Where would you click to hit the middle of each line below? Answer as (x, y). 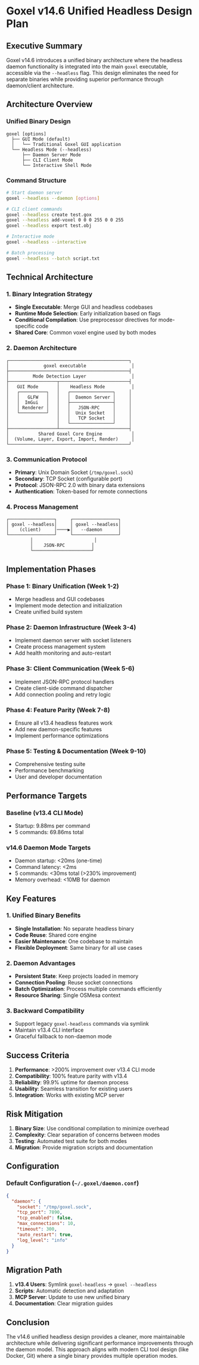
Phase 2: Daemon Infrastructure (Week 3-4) (71, 627)
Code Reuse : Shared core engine (56, 935)
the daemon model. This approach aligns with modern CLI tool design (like (97, 1349)
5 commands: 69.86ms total (49, 832)
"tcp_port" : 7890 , (40, 1212)
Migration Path (34, 1270)
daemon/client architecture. (40, 86)
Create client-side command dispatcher (63, 688)
